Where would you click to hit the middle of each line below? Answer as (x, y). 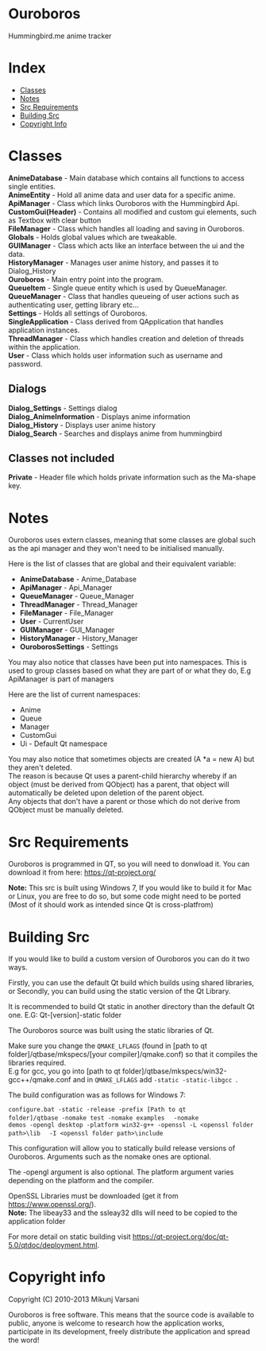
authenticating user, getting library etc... (73, 305)
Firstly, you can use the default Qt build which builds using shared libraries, (131, 983)
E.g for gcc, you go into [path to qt (64, 1071)
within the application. (44, 347)
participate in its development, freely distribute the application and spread (129, 1332)
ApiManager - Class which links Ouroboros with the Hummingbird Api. (124, 203)
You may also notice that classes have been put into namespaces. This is (128, 662)
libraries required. (37, 1063)
